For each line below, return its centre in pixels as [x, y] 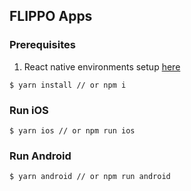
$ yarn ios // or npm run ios [72, 130]
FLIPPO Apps [51, 16]
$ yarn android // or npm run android [90, 177]
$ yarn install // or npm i [68, 85]
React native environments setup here [102, 66]
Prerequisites [42, 45]
